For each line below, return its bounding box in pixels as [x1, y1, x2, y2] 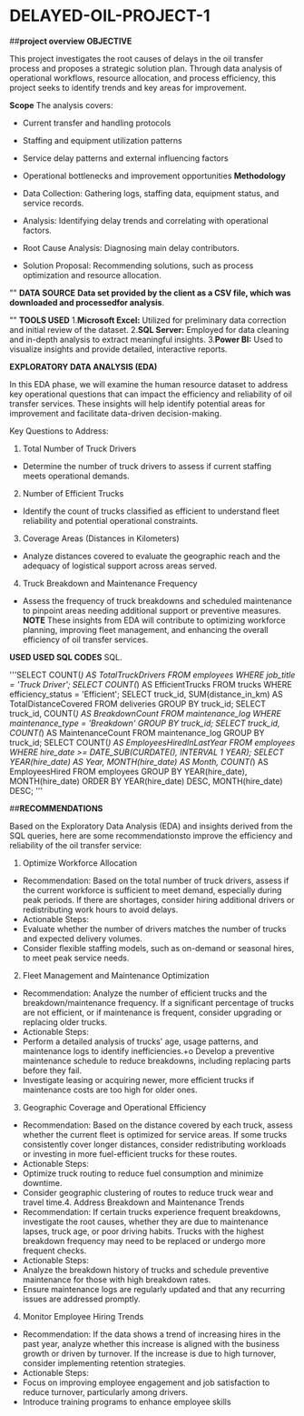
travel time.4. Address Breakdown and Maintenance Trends [22, 1197, 245, 1208]
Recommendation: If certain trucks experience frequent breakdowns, [22, 1206, 281, 1217]
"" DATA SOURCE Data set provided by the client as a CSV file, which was [9, 287, 292, 298]
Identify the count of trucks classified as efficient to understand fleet [22, 506, 279, 517]
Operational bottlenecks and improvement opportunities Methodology [22, 170, 286, 181]
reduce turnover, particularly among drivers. [22, 1386, 189, 1397]
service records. [22, 197, 84, 208]
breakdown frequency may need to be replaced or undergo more [22, 1235, 266, 1246]
